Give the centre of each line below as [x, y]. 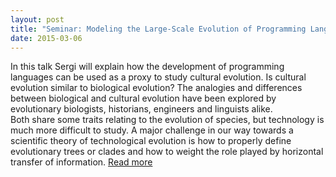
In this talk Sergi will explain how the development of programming [147, 67]
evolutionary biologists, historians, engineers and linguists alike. [141, 109]
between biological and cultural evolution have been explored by [143, 98]
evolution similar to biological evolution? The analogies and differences [156, 88]
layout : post [37, 19]
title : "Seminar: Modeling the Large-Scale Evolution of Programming [158, 29]
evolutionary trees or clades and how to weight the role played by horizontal [167, 152]
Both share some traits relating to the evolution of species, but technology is [167, 120]
